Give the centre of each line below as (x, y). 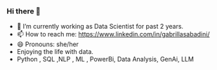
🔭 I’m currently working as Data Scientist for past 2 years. (100, 27)
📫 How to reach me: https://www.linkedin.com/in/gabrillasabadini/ (113, 34)
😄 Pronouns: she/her (47, 44)
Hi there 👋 (24, 11)
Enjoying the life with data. (55, 52)
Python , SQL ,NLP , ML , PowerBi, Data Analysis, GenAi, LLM (105, 59)
